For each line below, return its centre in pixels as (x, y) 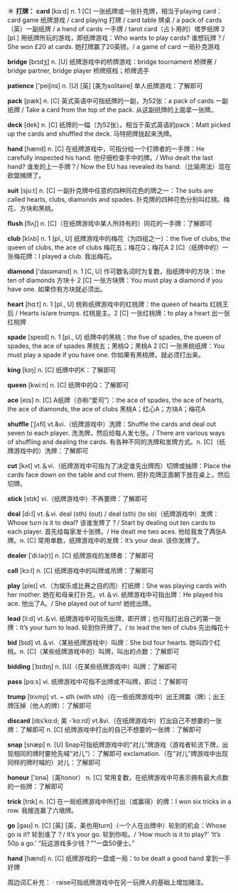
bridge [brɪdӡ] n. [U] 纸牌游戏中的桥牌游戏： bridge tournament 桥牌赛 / (112, 62)
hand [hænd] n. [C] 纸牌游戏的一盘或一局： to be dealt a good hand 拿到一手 (119, 858)
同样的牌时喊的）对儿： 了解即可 (54, 762)
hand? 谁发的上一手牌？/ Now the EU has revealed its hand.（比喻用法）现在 (119, 167)
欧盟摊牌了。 (26, 175)
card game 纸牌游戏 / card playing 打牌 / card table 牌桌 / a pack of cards (115, 20)
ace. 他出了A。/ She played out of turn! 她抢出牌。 (81, 604)
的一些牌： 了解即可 (36, 786)
